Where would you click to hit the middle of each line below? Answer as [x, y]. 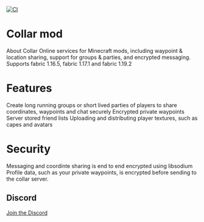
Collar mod [34, 34]
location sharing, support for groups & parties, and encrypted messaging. [98, 57]
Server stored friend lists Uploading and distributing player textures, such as [102, 118]
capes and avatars [30, 124]
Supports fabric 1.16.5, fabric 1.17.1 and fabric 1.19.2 [69, 63]
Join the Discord [27, 212]
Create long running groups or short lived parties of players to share [92, 105]
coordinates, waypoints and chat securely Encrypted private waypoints [95, 111]
